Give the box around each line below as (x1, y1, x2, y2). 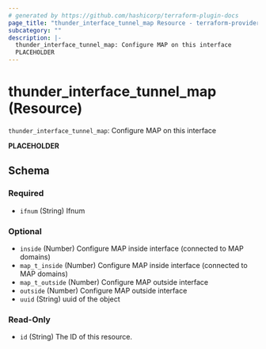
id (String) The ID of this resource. (19, 332, 133, 342)
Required (8, 188, 44, 199)
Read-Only (8, 314, 51, 325)
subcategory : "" (8, 26, 62, 34)
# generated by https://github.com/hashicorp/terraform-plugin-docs (8, 11, 239, 20)
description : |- (8, 33, 62, 42)
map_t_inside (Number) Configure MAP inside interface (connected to (19, 260, 248, 270)
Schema (8, 164, 50, 178)
